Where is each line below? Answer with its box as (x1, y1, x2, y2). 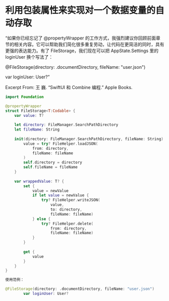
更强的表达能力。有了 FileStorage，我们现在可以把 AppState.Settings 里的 (5, 48, 159, 54)
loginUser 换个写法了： (5, 54, 53, 60)
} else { (32, 216, 51, 222)
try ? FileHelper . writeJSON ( (41, 198, 100, 203)
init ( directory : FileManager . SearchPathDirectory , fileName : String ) (14, 136, 164, 142)
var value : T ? (14, 113, 44, 118)
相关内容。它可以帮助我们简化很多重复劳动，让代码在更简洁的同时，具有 (14, 41, 164, 47)
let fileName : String (14, 127, 60, 132)
